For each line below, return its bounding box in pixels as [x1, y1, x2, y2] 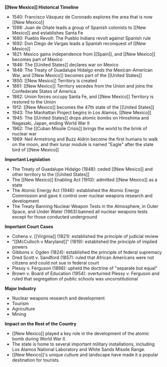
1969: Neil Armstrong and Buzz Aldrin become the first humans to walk [11, 136, 158, 142]
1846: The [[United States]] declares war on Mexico [11, 62, 118, 67]
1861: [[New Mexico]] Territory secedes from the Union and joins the [11, 83, 153, 89]
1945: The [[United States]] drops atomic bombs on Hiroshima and [11, 115, 149, 120]
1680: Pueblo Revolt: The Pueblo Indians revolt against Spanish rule [11, 35, 151, 41]
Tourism [11, 300, 29, 306]
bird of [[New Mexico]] [11, 147, 59, 152]
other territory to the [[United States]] [11, 171, 89, 177]
